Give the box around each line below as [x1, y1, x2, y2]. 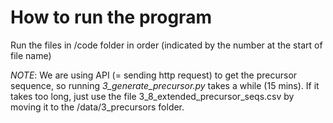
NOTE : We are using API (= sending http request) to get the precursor [10, 69, 298, 81]
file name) [10, 49, 52, 61]
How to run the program [10, 6, 212, 29]
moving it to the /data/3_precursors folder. [10, 101, 185, 113]
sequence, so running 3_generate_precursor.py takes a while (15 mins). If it [10, 79, 320, 91]
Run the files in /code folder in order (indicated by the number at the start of [10, 39, 323, 51]
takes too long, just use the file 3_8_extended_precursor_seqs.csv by [10, 90, 295, 102]
